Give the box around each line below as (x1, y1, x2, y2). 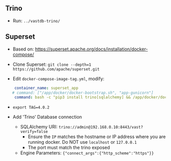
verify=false (20, 129, 48, 135)
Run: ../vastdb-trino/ (12, 17, 60, 23)
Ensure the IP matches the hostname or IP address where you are (27, 133, 166, 140)
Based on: (12, 46, 34, 52)
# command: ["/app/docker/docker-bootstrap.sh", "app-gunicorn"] (12, 90, 154, 95)
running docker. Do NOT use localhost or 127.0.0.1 (27, 139, 137, 145)
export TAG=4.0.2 (12, 105, 50, 110)
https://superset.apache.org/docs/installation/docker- (35, 46, 148, 52)
